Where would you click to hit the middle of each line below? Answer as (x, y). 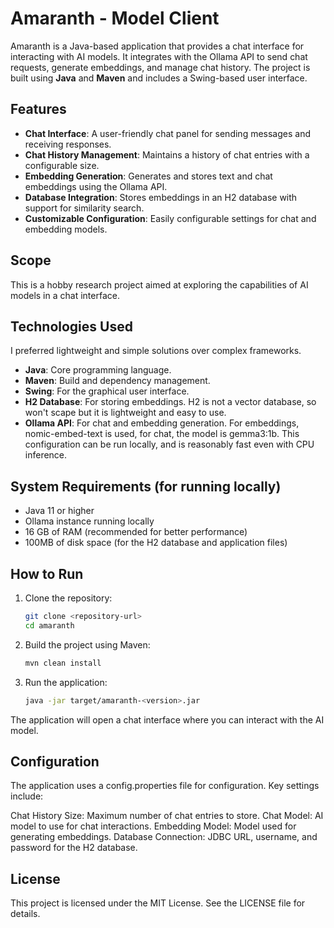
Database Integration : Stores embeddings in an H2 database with (161, 197)
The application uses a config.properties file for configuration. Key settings (165, 786)
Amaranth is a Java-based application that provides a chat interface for (157, 46)
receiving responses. (68, 144)
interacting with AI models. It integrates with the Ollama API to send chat (159, 56)
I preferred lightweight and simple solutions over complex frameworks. (156, 351)
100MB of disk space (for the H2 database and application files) (156, 543)
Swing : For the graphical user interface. (107, 391)
